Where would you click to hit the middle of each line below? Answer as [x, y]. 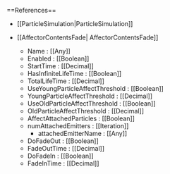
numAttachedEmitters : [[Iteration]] [78, 126]
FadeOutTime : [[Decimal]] [66, 148]
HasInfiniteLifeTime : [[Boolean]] [74, 74]
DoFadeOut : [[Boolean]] [63, 141]
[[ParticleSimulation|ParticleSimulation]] [75, 24]
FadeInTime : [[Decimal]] [63, 163]
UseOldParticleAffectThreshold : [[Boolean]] [91, 104]
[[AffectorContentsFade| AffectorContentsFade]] [87, 37]
